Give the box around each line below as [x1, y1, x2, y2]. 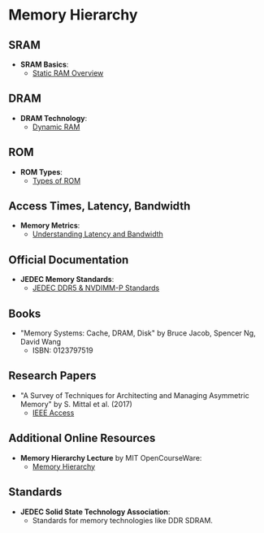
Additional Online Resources [8, 431, 156, 445]
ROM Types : [19, 167, 63, 176]
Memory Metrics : [19, 221, 80, 231]
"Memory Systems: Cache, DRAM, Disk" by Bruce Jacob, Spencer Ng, [19, 328, 256, 338]
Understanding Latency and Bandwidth [32, 229, 164, 239]
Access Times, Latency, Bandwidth [8, 199, 191, 213]
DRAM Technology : [19, 113, 88, 123]
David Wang [19, 337, 62, 347]
